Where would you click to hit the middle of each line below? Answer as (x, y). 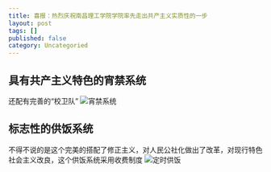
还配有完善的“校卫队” (44, 100)
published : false (38, 38)
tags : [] (23, 31)
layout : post (30, 23)
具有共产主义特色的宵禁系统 (77, 80)
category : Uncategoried (48, 46)
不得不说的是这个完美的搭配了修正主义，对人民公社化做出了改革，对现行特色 (135, 149)
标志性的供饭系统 (51, 129)
